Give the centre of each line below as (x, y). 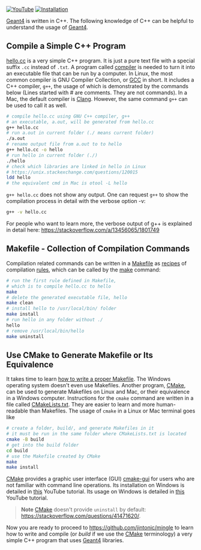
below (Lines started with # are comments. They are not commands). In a (97, 92)
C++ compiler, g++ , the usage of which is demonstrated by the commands (97, 86)
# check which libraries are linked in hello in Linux (76, 166)
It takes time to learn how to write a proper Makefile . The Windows (88, 379)
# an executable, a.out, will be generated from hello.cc (80, 122)
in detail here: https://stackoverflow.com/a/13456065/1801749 (83, 230)
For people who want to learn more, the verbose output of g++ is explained (99, 224)
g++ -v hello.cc (26, 212)
